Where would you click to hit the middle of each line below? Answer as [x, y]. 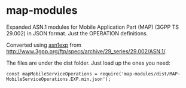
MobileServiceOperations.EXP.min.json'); [59, 79]
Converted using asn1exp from [44, 45]
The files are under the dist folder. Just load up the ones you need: [88, 63]
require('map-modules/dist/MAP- [140, 74]
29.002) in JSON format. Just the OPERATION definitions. [77, 33]
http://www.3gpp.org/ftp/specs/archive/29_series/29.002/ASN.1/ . [87, 51]
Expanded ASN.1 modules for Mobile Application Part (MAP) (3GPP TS [93, 27]
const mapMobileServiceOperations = [52, 74]
